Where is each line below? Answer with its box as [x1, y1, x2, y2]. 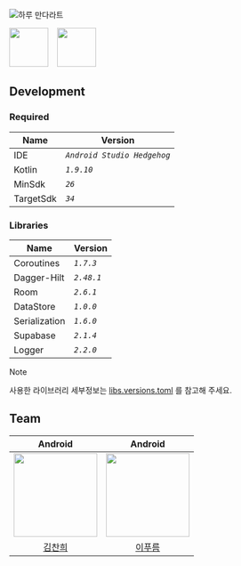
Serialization [13, 314, 66, 327]
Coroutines [13, 256, 60, 269]
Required [9, 111, 50, 124]
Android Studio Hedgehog [65, 150, 171, 160]
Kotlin [13, 163, 38, 175]
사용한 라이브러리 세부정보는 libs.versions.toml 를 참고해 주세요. [9, 384, 233, 395]
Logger [13, 344, 44, 356]
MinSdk [13, 178, 46, 190]
